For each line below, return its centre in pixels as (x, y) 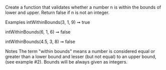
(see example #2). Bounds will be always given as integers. (66, 62)
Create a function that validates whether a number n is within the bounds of (83, 7)
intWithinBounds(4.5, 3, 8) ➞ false (40, 41)
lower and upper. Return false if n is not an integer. (57, 12)
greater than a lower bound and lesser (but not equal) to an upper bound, (81, 56)
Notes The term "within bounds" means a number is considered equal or (80, 51)
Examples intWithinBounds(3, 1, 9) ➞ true (48, 22)
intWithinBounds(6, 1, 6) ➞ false (38, 32)
